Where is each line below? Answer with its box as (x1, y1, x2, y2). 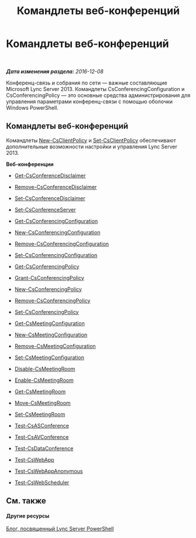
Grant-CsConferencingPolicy (14, 274, 85, 281)
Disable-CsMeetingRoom (14, 365, 75, 372)
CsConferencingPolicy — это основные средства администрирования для (6, 92, 191, 99)
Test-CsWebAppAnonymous (14, 468, 83, 475)
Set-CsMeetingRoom (14, 411, 66, 418)
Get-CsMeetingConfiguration (14, 320, 85, 327)
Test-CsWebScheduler (14, 479, 70, 486)
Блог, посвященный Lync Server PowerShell (6, 525, 114, 532)
